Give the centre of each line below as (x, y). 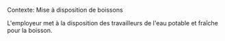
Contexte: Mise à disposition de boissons (65, 10)
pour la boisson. (30, 30)
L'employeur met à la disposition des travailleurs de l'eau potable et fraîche (113, 23)
